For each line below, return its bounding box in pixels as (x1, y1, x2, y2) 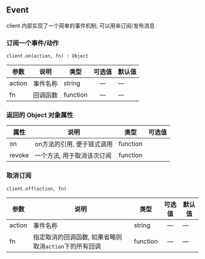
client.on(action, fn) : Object (6, 53, 88, 59)
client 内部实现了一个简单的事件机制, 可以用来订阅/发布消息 (6, 21, 155, 29)
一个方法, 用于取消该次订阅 (34, 151, 112, 160)
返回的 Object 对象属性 (6, 111, 73, 119)
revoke (9, 151, 29, 160)
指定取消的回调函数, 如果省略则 (33, 233, 122, 241)
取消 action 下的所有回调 (33, 242, 101, 250)
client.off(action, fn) (6, 186, 67, 192)
